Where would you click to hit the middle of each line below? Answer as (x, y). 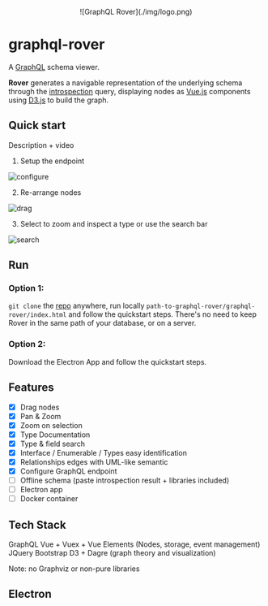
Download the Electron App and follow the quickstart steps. (108, 361)
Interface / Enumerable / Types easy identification (104, 452)
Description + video (41, 145)
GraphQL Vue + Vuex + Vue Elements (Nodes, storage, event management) (134, 544)
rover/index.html (38, 315)
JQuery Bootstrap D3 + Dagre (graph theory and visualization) (112, 553)
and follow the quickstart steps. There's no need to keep (163, 314)
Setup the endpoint (52, 161)
